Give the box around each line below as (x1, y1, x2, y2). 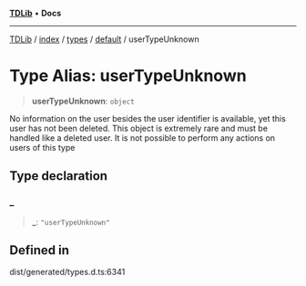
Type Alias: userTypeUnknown (9, 65, 248, 86)
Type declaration (9, 168, 107, 184)
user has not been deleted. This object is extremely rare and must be (9, 123, 269, 133)
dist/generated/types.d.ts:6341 (9, 267, 126, 278)
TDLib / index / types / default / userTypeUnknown (9, 34, 199, 44)
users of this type (9, 142, 76, 153)
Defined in (9, 242, 70, 258)
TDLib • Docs (9, 8, 62, 18)
